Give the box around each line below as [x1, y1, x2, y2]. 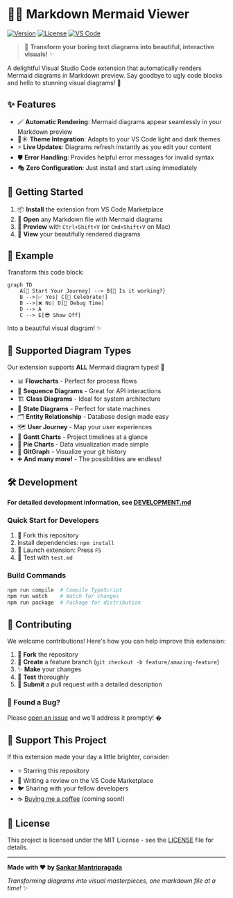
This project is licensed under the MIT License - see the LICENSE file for [7, 836, 214, 844]
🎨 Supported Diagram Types [7, 345, 132, 356]
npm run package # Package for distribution [7, 599, 141, 606]
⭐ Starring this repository [17, 766, 89, 775]
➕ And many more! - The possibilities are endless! [17, 455, 162, 463]
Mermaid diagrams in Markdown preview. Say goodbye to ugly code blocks [7, 71, 223, 79]
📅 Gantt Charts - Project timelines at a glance [17, 433, 148, 441]
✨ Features [7, 98, 56, 110]
